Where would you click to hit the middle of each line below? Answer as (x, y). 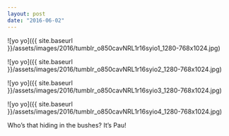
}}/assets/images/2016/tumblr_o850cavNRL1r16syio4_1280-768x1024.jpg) (115, 111)
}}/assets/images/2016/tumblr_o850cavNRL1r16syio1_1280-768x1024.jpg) (114, 48)
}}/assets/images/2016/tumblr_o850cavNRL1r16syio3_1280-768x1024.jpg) (115, 90)
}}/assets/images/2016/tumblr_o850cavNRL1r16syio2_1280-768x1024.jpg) (115, 69)
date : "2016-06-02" (36, 20)
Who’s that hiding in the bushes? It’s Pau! (67, 125)
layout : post (27, 14)
